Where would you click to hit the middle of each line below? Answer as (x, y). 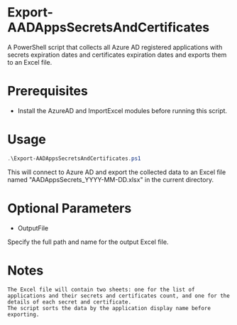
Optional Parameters (70, 208)
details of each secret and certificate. (70, 302)
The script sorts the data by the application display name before (109, 308)
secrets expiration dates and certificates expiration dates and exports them (117, 55)
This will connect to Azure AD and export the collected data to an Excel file (117, 172)
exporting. (23, 314)
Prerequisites (48, 91)
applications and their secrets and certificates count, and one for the (119, 296)
